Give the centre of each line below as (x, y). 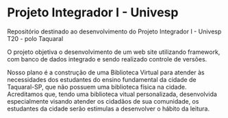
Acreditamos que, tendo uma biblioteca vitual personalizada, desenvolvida (112, 94)
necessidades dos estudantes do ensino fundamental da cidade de (102, 79)
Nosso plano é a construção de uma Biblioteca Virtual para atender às (106, 72)
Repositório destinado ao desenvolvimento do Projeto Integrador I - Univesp (114, 31)
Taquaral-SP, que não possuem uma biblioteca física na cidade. (97, 87)
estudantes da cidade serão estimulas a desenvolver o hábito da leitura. (109, 108)
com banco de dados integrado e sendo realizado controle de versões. (107, 59)
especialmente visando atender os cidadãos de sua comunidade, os (103, 101)
